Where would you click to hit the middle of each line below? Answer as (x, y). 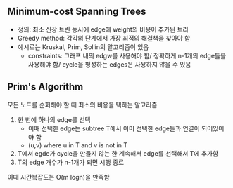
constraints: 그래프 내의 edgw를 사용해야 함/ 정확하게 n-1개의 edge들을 (127, 55)
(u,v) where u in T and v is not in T (78, 145)
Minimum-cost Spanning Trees (77, 12)
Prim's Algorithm (45, 87)
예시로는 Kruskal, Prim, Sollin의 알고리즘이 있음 (83, 47)
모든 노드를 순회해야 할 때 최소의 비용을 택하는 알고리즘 (82, 105)
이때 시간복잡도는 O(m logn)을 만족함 (59, 177)
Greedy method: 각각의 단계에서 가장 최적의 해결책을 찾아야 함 (104, 38)
